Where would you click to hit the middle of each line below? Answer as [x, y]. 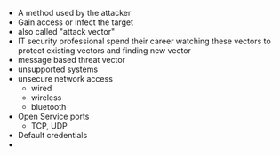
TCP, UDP [49, 126]
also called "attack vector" [66, 31]
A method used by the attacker [74, 13]
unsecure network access [65, 78]
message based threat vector [72, 60]
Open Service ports [53, 116]
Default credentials [52, 135]
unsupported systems [58, 69]
